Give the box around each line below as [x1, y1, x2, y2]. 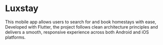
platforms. [5, 34, 26, 40]
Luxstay [5, 3, 39, 14]
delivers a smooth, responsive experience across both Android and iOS [5, 29, 149, 35]
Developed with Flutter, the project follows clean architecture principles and [5, 24, 158, 30]
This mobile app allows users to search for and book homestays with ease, [5, 19, 157, 25]
